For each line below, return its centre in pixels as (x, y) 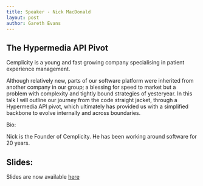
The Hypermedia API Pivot (57, 48)
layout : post (23, 18)
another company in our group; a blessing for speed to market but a (91, 87)
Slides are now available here (43, 177)
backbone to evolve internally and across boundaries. (74, 113)
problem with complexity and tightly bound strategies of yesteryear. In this (99, 94)
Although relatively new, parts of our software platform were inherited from (100, 81)
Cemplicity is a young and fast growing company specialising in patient (95, 63)
